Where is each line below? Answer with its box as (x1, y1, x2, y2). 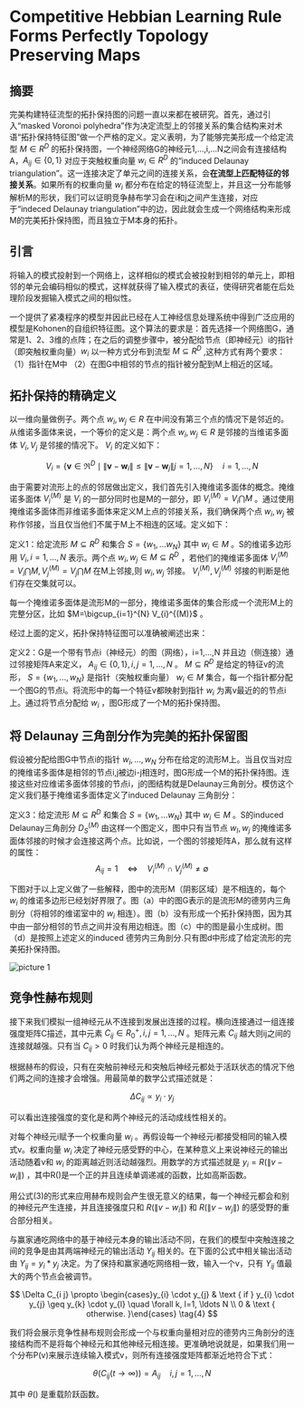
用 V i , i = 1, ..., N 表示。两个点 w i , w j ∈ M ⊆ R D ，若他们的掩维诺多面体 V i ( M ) (9, 550, 289, 564)
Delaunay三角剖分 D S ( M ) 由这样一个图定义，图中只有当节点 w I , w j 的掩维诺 (9, 821, 285, 835)
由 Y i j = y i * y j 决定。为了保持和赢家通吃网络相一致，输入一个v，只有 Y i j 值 (9, 1258, 285, 1271)
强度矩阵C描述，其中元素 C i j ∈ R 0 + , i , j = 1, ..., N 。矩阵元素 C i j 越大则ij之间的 (9, 1026, 291, 1041)
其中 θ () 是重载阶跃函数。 (9, 1389, 104, 1400)
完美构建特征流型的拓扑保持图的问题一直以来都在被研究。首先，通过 (9, 109, 263, 120)
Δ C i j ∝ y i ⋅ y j (129, 1090, 175, 1104)
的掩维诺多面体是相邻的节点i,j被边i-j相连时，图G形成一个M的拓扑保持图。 (9, 767, 282, 777)
